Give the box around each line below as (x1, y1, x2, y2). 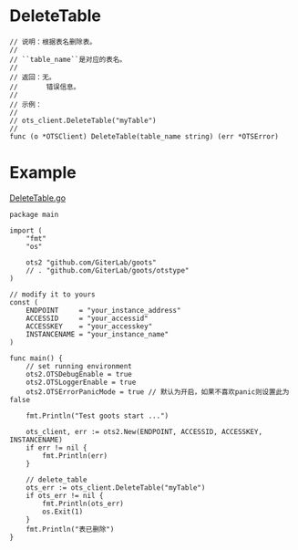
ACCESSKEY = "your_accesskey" (26, 321, 153, 331)
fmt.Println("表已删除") (26, 524, 115, 534)
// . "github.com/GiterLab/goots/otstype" (26, 265, 190, 275)
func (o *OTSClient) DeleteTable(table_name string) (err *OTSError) (9, 131, 280, 141)
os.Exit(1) (42, 507, 84, 516)
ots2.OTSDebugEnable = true (26, 369, 132, 379)
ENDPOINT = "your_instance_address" (26, 306, 181, 315)
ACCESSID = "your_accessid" (26, 314, 149, 323)
